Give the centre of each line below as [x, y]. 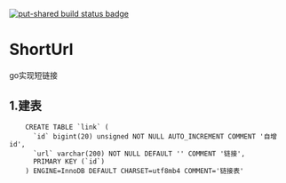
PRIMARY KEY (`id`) [68, 161]
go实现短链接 [33, 75]
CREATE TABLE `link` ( [67, 127]
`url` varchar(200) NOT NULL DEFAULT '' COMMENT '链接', [139, 154]
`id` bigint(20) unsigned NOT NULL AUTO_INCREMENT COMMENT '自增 [155, 136]
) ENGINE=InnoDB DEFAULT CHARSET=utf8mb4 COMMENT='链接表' [135, 171]
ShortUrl [41, 50]
